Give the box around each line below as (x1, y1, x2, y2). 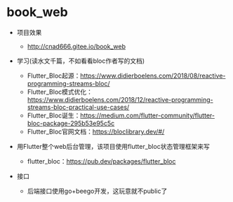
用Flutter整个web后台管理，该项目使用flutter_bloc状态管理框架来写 (16, 142, 210, 150)
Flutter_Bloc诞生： (27, 111, 81, 120)
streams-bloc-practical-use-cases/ (27, 103, 130, 111)
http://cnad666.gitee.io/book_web (27, 42, 126, 50)
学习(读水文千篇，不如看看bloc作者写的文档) (16, 57, 145, 65)
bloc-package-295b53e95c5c (27, 119, 115, 127)
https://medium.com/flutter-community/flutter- (79, 111, 215, 120)
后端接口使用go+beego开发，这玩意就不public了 (27, 187, 168, 195)
